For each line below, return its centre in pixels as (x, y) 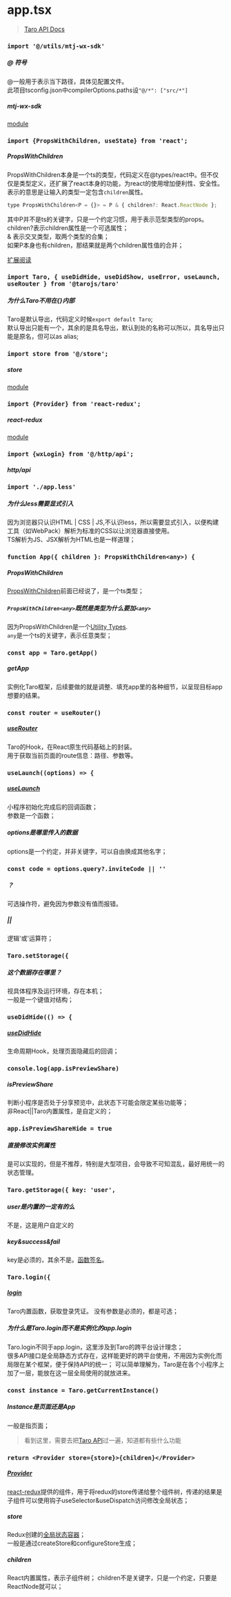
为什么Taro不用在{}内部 (41, 301)
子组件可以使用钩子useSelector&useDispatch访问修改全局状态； (98, 1500)
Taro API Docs (44, 29)
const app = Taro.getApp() (52, 653)
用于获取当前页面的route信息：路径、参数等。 (72, 755)
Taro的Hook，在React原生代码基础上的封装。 (71, 747)
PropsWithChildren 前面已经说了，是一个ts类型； (76, 590)
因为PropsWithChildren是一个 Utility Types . (68, 626)
